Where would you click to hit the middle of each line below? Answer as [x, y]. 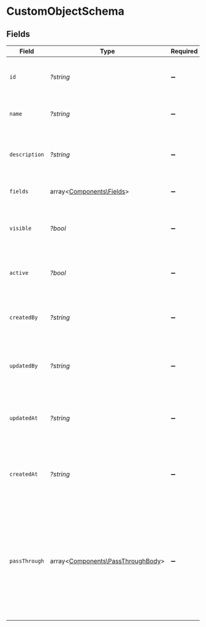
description [27, 155]
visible [21, 228]
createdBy [24, 317]
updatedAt [24, 418]
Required [184, 51]
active [19, 273]
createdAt [24, 474]
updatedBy [24, 366]
